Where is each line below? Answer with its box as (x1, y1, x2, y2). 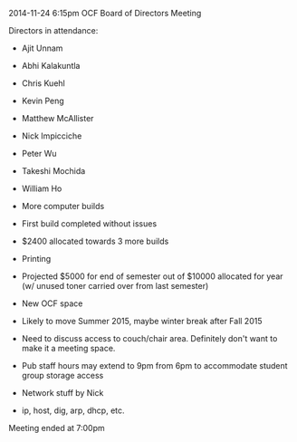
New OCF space (21, 298, 83, 309)
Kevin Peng (21, 95, 64, 106)
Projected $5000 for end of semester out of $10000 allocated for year (21, 271, 283, 282)
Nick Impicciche (21, 130, 82, 141)
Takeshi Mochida (21, 166, 86, 176)
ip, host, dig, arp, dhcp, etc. (21, 405, 125, 416)
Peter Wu (21, 149, 57, 159)
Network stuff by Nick (21, 388, 104, 398)
